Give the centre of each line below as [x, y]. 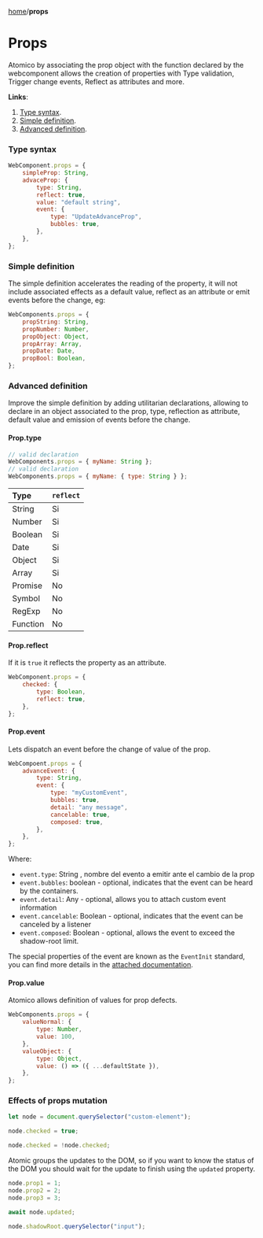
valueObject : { [47, 1051]
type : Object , [59, 1059]
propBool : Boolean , [54, 358]
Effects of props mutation [58, 1101]
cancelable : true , [80, 815]
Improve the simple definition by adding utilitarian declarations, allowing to [128, 403]
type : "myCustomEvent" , [89, 793]
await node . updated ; [42, 1212]
